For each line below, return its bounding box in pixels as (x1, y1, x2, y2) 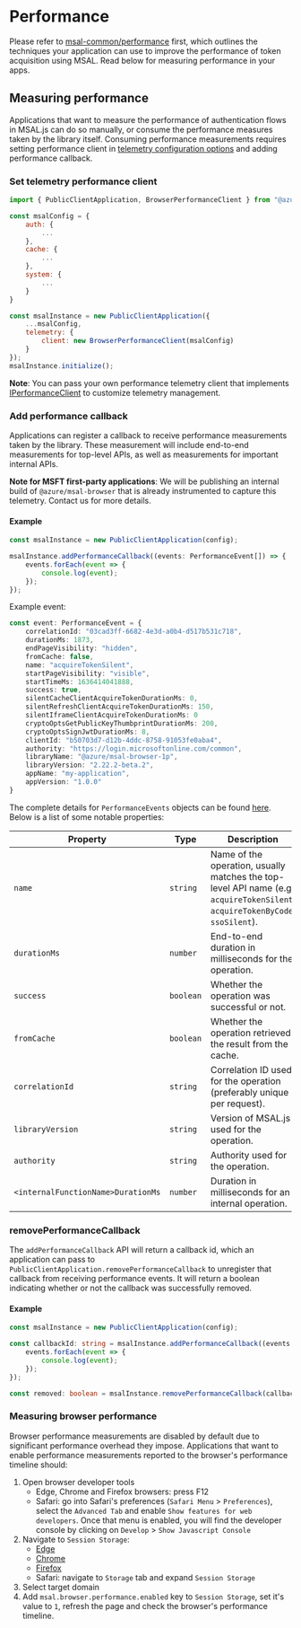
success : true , (25, 685, 82, 695)
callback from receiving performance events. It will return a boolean (9, 1273, 260, 1284)
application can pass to (9, 1254, 96, 1265)
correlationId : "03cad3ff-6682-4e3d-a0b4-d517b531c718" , (25, 627, 243, 637)
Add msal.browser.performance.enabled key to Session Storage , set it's (21, 1591, 285, 1602)
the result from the (210, 1037, 288, 1050)
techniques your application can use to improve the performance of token (9, 45, 282, 56)
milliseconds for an (210, 1185, 291, 1198)
